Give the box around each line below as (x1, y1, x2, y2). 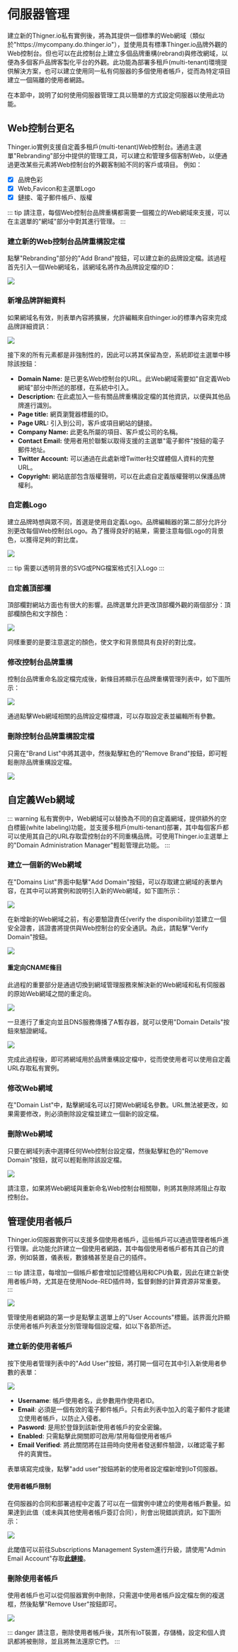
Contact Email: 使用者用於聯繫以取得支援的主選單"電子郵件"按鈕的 (17, 436, 212, 445)
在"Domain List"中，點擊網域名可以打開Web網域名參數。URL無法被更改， (7, 1101, 222, 1109)
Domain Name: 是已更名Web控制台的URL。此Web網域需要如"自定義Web (17, 374, 231, 383)
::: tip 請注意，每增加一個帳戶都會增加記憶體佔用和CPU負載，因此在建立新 (7, 1268, 223, 1277)
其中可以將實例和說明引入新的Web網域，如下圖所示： (25, 886, 182, 894)
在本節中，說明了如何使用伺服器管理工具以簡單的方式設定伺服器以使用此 (7, 90, 218, 99)
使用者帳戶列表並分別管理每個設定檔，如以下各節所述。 (13, 1322, 175, 1331)
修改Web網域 (7, 1083, 53, 1093)
